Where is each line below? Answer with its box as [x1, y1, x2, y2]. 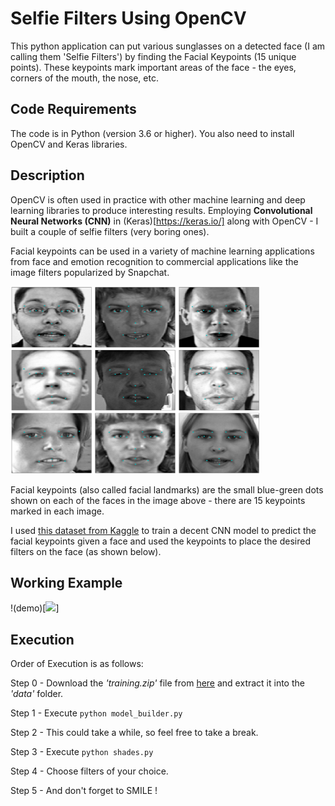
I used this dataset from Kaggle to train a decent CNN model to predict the [10, 524, 317, 536]
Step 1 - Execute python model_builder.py [10, 707, 183, 719]
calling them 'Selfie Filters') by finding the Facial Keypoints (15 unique [10, 50, 297, 62]
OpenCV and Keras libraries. [10, 138, 128, 150]
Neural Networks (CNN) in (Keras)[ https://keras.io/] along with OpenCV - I [10, 215, 319, 227]
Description [10, 167, 85, 184]
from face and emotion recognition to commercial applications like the [10, 255, 299, 267]
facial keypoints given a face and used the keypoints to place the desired [10, 535, 311, 547]
